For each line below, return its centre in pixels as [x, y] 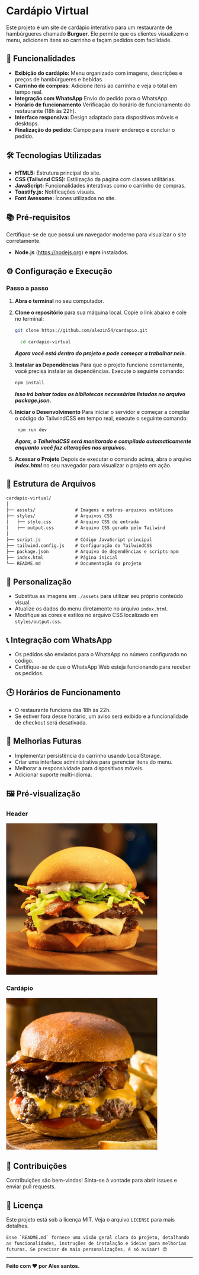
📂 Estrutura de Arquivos [51, 484]
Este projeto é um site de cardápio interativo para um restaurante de [89, 27]
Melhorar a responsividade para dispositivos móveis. [79, 768]
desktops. [27, 124]
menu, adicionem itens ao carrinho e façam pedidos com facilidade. [89, 40]
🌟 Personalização [39, 582]
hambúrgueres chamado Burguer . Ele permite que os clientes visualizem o [97, 33]
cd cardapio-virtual [46, 342]
